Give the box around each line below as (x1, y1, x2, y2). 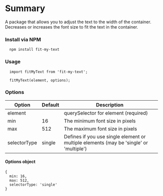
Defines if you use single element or (64, 133, 146, 140)
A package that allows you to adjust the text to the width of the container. (5, 19, 151, 25)
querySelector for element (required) (64, 109, 148, 116)
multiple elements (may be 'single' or (64, 139, 148, 146)
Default (42, 101, 60, 108)
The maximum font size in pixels (64, 125, 137, 132)
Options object (5, 159, 35, 165)
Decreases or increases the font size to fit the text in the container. (5, 24, 138, 30)
